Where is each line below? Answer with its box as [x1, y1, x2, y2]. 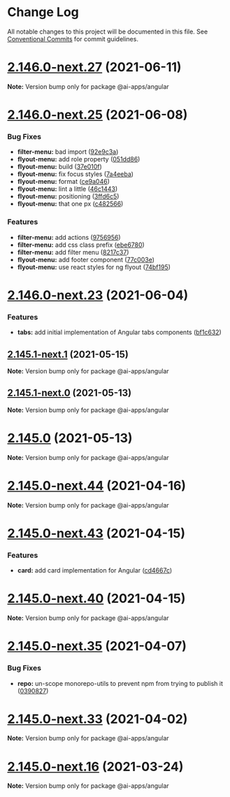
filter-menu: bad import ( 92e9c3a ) [17, 148, 119, 156]
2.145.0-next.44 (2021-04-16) [7, 478, 187, 494]
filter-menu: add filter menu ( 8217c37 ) [17, 247, 129, 256]
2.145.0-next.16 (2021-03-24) [7, 759, 184, 775]
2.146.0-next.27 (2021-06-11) [7, 59, 182, 76]
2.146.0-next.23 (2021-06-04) [7, 287, 189, 303]
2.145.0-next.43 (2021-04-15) [7, 525, 186, 541]
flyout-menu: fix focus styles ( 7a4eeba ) [17, 170, 134, 178]
